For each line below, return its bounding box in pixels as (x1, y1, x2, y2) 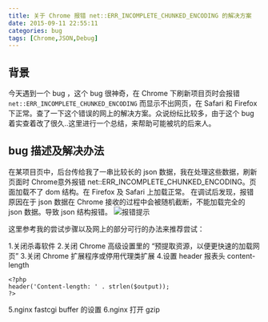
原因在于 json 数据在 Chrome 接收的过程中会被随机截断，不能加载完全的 (8, 197, 246, 207)
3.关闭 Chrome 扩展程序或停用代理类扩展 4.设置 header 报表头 (20, 251, 226, 260)
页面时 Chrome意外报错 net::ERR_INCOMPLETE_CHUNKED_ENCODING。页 (8, 177, 257, 187)
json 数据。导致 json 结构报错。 (8, 207, 112, 216)
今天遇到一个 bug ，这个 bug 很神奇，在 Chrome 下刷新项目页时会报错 (8, 89, 240, 99)
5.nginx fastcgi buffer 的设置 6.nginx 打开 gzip (8, 304, 160, 314)
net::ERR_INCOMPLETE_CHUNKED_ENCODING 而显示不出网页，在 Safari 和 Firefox (8, 99, 258, 108)
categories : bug (8, 26, 62, 34)
